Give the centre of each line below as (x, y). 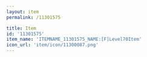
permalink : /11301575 (34, 17)
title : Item (21, 28)
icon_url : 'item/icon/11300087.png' (52, 45)
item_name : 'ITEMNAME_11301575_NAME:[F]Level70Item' (74, 40)
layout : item (23, 12)
